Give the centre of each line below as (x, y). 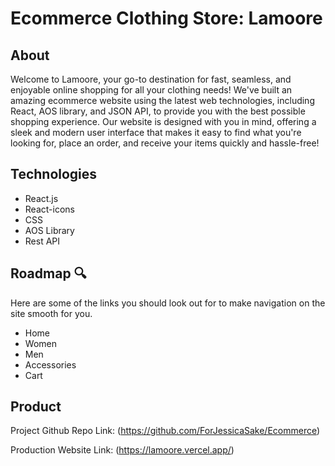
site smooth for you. (51, 313)
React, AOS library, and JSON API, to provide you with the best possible (158, 111)
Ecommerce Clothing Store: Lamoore (166, 18)
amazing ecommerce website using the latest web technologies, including (162, 100)
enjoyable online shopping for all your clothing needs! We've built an (151, 90)
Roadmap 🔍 (48, 273)
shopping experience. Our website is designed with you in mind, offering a (163, 121)
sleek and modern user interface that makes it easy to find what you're (156, 132)
